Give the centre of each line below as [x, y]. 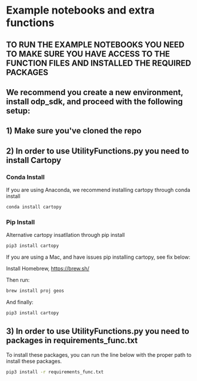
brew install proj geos [35, 291]
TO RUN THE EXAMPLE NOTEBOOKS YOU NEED [95, 45]
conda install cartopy [34, 207]
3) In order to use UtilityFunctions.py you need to [98, 331]
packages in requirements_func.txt [72, 341]
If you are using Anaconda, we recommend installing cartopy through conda [98, 190]
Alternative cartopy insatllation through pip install [66, 235]
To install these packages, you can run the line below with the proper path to [99, 354]
